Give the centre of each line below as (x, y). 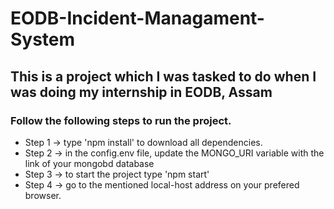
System (43, 39)
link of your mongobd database (89, 163)
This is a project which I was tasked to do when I (163, 76)
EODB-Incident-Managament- (137, 18)
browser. (43, 195)
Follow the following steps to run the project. (121, 120)
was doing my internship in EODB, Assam (141, 92)
